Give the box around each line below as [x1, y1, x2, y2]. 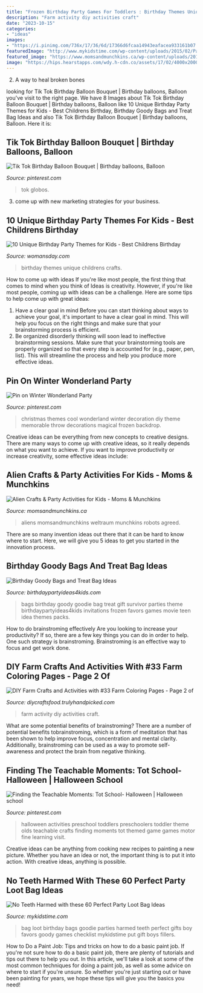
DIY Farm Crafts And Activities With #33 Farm [6, 661, 183, 672]
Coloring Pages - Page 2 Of [6, 671, 111, 681]
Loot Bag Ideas [6, 885, 63, 895]
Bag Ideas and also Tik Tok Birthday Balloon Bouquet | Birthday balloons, [6, 113, 188, 121]
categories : [6, 25, 36, 32]
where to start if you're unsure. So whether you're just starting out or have [6, 968, 192, 975]
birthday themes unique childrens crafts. [21, 264, 122, 272]
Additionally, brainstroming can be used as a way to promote [6, 741, 158, 749]
